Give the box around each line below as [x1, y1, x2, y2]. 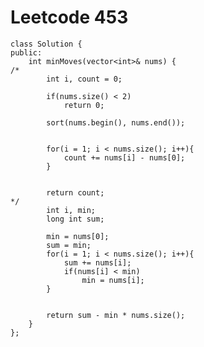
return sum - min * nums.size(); [46, 310, 186, 320]
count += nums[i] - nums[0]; [63, 152, 186, 163]
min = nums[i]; [81, 275, 145, 285]
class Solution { [10, 39, 83, 49]
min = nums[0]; [46, 231, 110, 241]
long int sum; [46, 214, 105, 224]
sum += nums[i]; [63, 257, 132, 268]
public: [10, 47, 43, 58]
